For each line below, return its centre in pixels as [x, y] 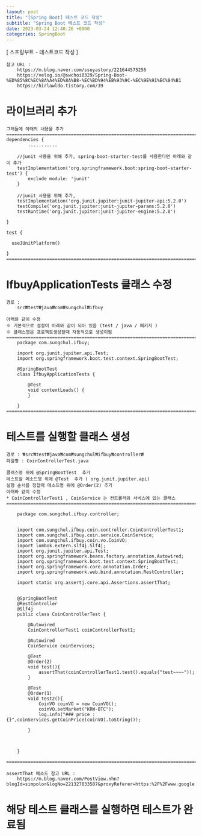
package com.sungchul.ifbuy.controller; [68, 514]
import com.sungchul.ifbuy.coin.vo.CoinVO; [72, 540]
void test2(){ [45, 699]
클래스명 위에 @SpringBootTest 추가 [48, 473]
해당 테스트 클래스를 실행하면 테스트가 [94, 810]
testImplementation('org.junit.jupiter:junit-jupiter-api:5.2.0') [102, 201]
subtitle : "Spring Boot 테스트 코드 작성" [56, 23]
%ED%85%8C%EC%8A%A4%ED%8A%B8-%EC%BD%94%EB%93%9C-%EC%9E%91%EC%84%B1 [94, 81]
